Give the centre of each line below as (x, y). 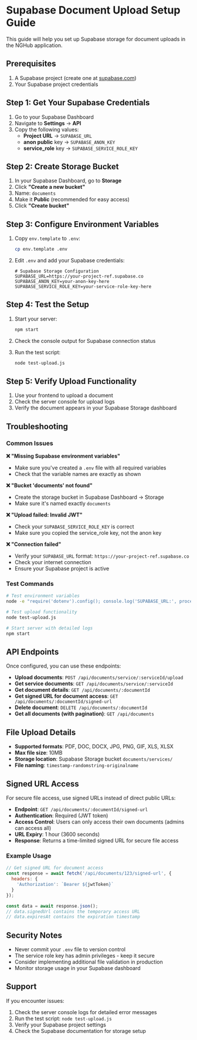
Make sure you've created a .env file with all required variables (90, 468)
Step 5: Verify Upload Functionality (71, 381)
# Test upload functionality (42, 612)
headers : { (25, 879)
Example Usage (29, 856)
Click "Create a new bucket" (50, 187)
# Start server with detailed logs (50, 628)
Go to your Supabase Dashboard (54, 117)
